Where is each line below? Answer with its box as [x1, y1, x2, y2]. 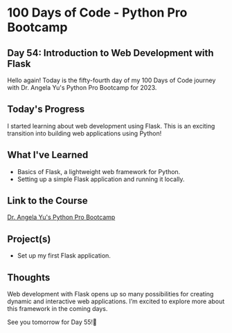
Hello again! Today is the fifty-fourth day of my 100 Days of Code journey [7, 76, 216, 84]
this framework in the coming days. [7, 305, 108, 313]
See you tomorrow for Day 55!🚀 [7, 318, 97, 326]
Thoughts [7, 272, 51, 283]
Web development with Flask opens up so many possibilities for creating [7, 290, 214, 298]
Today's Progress [7, 104, 85, 115]
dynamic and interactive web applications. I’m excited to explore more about [7, 297, 225, 305]
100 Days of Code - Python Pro [7, 5, 188, 21]
